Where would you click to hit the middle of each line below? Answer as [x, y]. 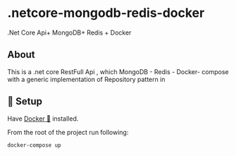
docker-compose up [34, 145]
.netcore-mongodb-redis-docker [106, 13]
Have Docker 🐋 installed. [43, 119]
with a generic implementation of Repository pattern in [86, 79]
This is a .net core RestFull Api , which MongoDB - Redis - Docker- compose [118, 71]
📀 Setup [25, 101]
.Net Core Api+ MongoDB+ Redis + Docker [69, 32]
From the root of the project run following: [68, 132]
